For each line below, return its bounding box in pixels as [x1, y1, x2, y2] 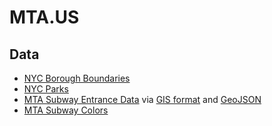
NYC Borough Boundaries [23, 72, 131, 84]
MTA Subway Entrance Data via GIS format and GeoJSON [23, 94, 262, 105]
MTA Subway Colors [23, 104, 109, 116]
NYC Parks [23, 83, 69, 95]
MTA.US [9, 6, 80, 29]
